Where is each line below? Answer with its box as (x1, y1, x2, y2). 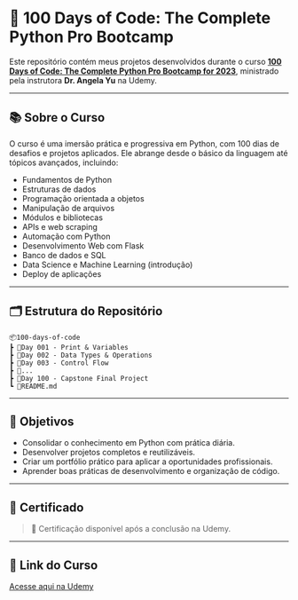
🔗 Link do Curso (9, 557, 98, 572)
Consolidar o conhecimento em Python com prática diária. (21, 438, 235, 448)
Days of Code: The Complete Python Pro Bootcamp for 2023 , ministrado (9, 66, 279, 76)
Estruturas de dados (21, 184, 97, 194)
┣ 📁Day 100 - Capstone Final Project (9, 374, 149, 383)
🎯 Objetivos (9, 414, 74, 429)
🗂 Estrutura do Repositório (9, 304, 163, 319)
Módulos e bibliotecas (21, 212, 104, 223)
